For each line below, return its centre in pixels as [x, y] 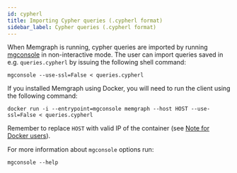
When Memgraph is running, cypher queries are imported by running [108, 48]
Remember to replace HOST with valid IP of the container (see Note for [109, 128]
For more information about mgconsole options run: [81, 150]
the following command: [42, 96]
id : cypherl [25, 14]
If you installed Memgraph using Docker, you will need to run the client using [119, 89]
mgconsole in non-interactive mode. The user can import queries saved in [115, 55]
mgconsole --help [33, 163]
